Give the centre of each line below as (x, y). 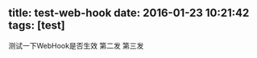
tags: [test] (37, 26)
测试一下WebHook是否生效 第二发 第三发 (76, 45)
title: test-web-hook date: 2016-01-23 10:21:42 (129, 13)
